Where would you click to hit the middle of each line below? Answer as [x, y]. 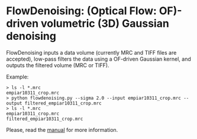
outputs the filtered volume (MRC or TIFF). [58, 65]
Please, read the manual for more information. [62, 129]
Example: [17, 77]
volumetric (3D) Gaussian [105, 23]
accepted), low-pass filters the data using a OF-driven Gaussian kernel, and [98, 59]
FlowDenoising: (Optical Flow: [81, 11]
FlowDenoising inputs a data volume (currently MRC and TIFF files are [91, 52]
